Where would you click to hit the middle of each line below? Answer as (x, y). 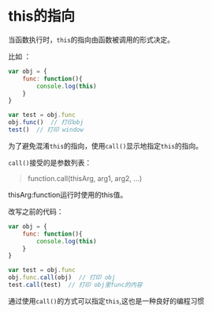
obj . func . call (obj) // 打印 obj (62, 277)
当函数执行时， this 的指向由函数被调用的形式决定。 (91, 40)
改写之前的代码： (36, 211)
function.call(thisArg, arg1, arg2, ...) (85, 178)
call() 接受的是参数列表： (50, 162)
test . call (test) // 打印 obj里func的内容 (75, 285)
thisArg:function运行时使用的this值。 (68, 194)
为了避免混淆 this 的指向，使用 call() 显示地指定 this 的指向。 (106, 145)
